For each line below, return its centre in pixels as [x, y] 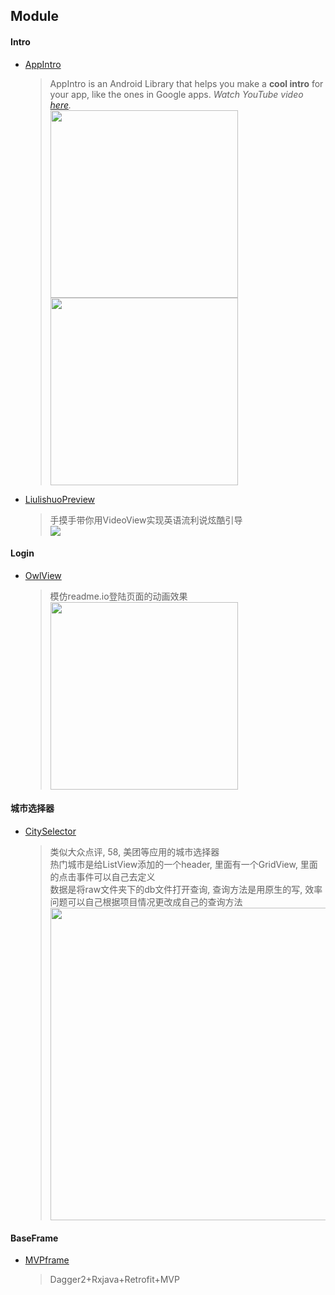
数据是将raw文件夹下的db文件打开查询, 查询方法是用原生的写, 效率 [186, 889]
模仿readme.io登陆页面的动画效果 [118, 596]
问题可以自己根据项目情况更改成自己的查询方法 [146, 902]
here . [60, 105]
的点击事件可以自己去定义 [102, 877]
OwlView [43, 575]
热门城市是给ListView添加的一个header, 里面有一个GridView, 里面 [183, 864]
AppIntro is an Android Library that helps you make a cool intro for [186, 83]
